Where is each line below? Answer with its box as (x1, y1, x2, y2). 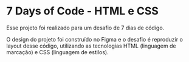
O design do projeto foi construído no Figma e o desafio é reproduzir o (6, 36, 184, 43)
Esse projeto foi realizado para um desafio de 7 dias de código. (6, 24, 165, 31)
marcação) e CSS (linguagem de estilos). (6, 48, 109, 55)
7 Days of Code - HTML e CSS (6, 4, 159, 18)
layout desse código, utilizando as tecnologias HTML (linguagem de (6, 42, 176, 49)
